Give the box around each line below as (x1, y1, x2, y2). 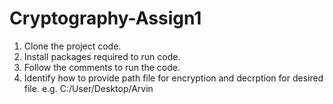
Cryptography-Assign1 (9, 7, 202, 30)
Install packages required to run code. (23, 50, 181, 62)
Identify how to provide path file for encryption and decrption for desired (23, 72, 324, 84)
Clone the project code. (23, 40, 122, 52)
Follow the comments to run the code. (23, 61, 181, 73)
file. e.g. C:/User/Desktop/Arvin (23, 82, 154, 94)
